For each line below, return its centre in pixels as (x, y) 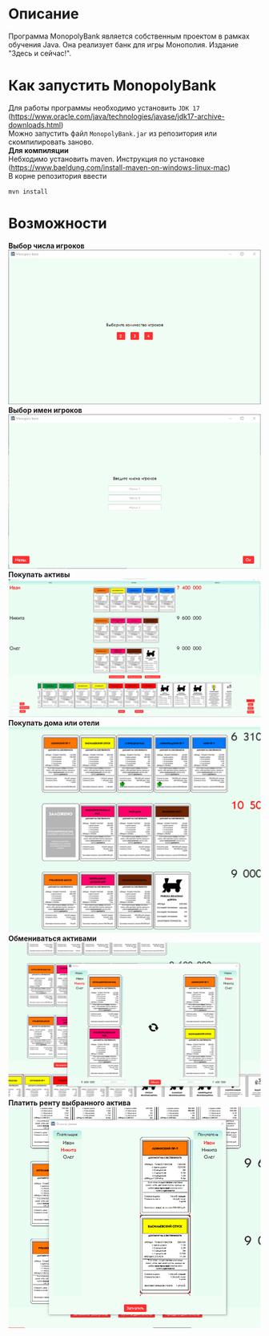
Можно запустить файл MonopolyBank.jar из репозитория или (113, 133)
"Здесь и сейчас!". (40, 53)
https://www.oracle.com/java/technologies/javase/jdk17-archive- (118, 116)
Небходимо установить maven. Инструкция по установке (106, 159)
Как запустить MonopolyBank (112, 86)
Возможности (58, 223)
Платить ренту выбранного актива (70, 1103)
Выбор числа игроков (47, 245)
